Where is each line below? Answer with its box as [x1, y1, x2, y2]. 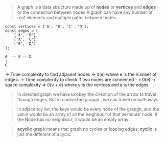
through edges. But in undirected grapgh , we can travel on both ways [17, 97, 159, 102]
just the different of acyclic [17, 131, 71, 137]
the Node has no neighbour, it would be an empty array [17, 116, 129, 122]
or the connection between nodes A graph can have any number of [17, 9, 153, 15]
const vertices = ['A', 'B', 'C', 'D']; [5, 24, 89, 29]
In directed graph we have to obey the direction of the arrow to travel [17, 91, 157, 97]
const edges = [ [5, 28, 38, 33]
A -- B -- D [5, 54, 32, 59]
